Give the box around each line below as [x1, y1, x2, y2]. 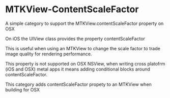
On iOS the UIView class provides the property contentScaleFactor [5, 36, 145, 42]
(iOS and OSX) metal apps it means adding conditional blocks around [5, 66, 150, 72]
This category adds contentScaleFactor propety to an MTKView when [5, 81, 152, 87]
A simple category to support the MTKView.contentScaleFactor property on [5, 20, 164, 26]
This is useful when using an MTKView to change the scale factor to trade [5, 45, 160, 51]
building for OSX [5, 86, 40, 92]
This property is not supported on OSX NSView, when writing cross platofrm [5, 60, 165, 67]
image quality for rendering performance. [5, 51, 92, 57]
